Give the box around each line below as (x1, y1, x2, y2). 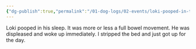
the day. (6, 36, 26, 43)
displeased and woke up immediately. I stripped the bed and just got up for (6, 30, 186, 37)
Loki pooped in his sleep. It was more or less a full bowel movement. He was (6, 24, 190, 31)
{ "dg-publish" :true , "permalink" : (6, 8, 87, 14)
